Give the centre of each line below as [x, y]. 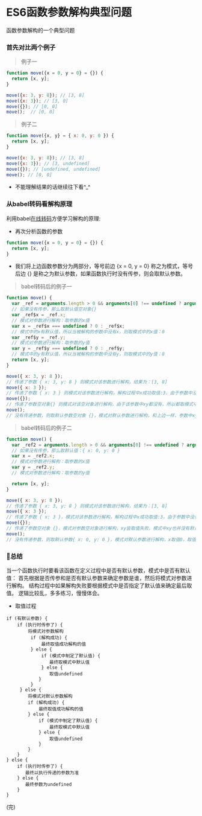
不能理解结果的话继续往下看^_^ [53, 187]
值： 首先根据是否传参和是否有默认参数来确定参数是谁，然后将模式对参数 [96, 578]
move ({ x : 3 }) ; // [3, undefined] [48, 164]
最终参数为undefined [48, 784]
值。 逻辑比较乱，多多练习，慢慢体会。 [54, 593]
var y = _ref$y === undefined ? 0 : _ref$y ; [68, 349]
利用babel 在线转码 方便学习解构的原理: [54, 218]
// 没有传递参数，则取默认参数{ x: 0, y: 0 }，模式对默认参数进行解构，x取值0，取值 [101, 540]
